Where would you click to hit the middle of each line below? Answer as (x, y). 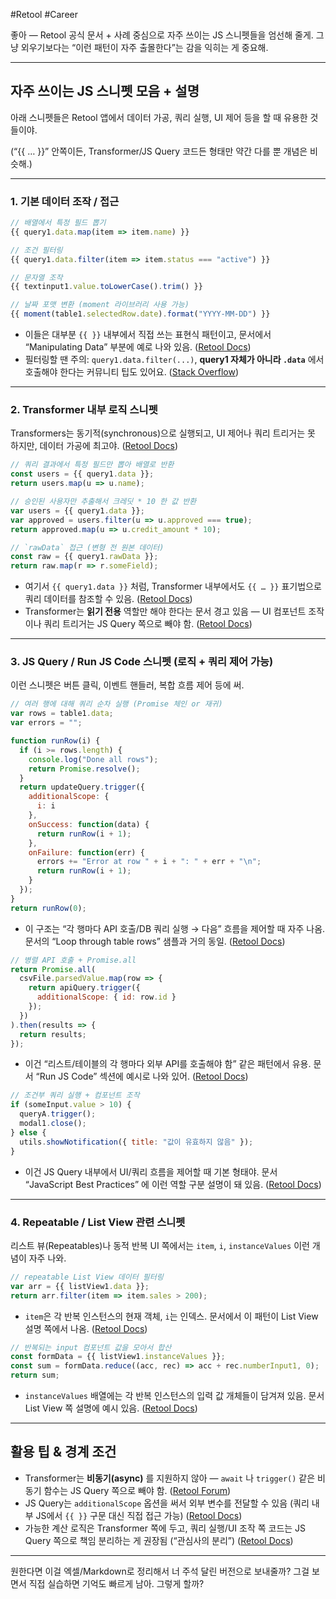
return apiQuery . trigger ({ (84, 988)
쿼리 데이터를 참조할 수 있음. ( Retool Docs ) (108, 599)
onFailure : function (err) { (86, 852)
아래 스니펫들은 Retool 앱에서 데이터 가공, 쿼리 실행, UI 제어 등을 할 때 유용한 (159, 117)
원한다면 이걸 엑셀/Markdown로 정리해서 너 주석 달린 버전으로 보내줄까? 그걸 (160, 1571)
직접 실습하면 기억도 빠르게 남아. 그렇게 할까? (116, 1583)
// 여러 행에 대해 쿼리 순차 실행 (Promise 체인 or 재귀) (116, 704)
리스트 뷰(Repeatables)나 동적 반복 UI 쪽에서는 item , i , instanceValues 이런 (160, 1245)
